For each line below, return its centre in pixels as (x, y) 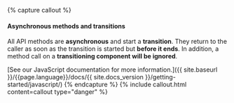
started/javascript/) (35, 85)
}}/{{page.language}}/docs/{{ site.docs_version (75, 77)
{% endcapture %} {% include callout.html (125, 85)
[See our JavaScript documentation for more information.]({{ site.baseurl (112, 70)
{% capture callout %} (39, 10)
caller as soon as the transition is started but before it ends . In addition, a (113, 49)
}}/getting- (160, 77)
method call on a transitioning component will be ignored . (92, 56)
